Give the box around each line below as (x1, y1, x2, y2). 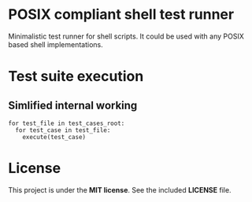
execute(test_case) (22, 133, 87, 141)
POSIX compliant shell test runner (8, 6, 235, 24)
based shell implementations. (8, 39, 104, 49)
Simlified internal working (8, 98, 138, 112)
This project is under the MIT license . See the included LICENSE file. (8, 185, 232, 194)
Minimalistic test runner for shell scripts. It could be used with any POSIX (8, 31, 244, 41)
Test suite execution (8, 68, 144, 86)
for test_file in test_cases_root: (8, 119, 125, 127)
